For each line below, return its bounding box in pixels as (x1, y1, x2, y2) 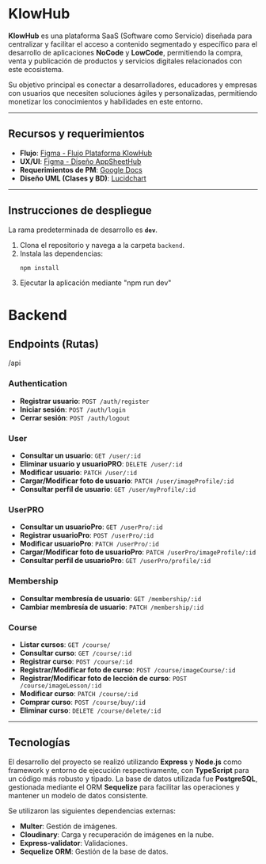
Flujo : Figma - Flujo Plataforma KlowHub (19, 148, 153, 158)
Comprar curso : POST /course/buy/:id (19, 697, 146, 706)
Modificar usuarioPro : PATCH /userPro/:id (19, 539, 160, 549)
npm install (19, 264, 59, 272)
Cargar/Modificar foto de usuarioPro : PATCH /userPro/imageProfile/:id (19, 547, 256, 557)
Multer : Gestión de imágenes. (19, 821, 117, 831)
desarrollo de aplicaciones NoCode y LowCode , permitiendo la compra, (8, 48, 243, 57)
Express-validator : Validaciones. (19, 838, 128, 847)
